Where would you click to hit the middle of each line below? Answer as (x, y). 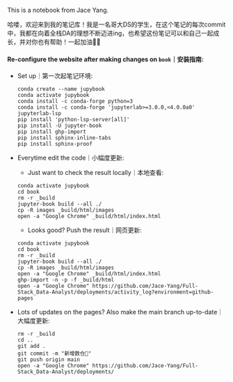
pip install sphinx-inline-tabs (64, 138)
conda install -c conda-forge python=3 (75, 101)
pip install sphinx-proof (55, 144)
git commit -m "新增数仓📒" (54, 354)
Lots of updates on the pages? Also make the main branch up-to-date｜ (120, 312)
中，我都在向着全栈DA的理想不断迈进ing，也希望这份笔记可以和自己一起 (110, 33)
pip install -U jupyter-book (59, 126)
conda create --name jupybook (61, 89)
